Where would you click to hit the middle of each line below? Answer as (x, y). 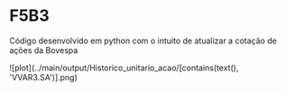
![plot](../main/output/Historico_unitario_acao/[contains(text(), (124, 68)
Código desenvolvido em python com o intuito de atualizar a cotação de (143, 41)
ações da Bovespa (44, 50)
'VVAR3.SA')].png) (44, 77)
